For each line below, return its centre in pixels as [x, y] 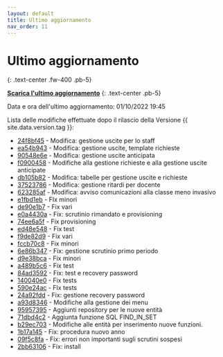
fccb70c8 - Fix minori [48, 244]
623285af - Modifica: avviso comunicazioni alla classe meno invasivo [116, 192]
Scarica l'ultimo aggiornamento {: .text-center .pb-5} [84, 93]
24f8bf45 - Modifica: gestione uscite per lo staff [86, 141]
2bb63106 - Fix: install [49, 347]
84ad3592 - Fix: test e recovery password [78, 273]
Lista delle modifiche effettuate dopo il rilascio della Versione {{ [98, 120]
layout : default [30, 13]
